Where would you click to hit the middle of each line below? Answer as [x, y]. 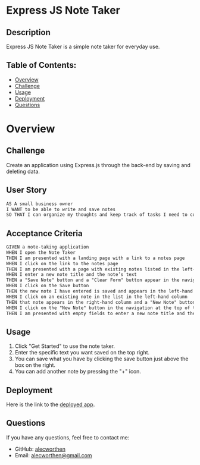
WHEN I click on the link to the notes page [62, 263]
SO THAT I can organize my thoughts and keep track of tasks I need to [97, 215]
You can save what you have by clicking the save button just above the [101, 359]
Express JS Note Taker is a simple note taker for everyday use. [83, 46]
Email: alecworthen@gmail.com [53, 455]
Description [28, 32]
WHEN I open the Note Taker [41, 252]
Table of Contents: [41, 65]
